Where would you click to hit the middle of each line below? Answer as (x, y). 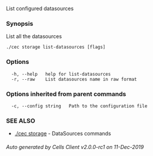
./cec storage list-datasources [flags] (56, 47)
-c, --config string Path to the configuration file (79, 106)
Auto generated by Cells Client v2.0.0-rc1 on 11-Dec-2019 (75, 147)
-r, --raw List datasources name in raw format (74, 79)
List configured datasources (40, 9)
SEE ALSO (21, 121)
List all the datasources (34, 36)
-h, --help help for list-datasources (61, 74)
